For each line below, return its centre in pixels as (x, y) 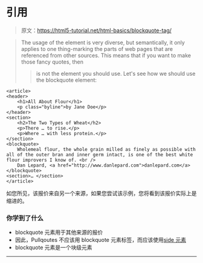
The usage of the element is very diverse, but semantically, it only (103, 42)
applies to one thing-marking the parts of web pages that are (97, 48)
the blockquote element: (66, 80)
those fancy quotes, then (52, 62)
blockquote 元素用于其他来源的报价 (59, 232)
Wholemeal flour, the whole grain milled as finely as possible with (107, 149)
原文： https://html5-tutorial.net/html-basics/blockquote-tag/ (96, 30)
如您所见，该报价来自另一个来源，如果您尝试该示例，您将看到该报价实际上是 (101, 193)
